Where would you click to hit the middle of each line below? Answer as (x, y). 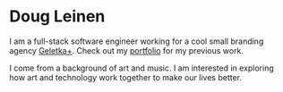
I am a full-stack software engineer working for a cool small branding (137, 41)
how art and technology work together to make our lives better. (126, 77)
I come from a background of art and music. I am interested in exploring (142, 68)
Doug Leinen (57, 17)
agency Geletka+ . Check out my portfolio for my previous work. (127, 50)
